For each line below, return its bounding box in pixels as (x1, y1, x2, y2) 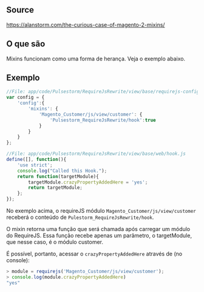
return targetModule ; (28, 185, 83, 191)
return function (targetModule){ (17, 173, 99, 179)
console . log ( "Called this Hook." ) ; (17, 168, 107, 174)
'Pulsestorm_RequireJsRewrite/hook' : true (49, 117, 156, 123)
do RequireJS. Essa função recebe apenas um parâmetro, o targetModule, (6, 232, 192, 240)
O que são (6, 39, 46, 49)
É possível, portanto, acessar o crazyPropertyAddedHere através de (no (6, 250, 183, 258)
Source (6, 5, 35, 15)
